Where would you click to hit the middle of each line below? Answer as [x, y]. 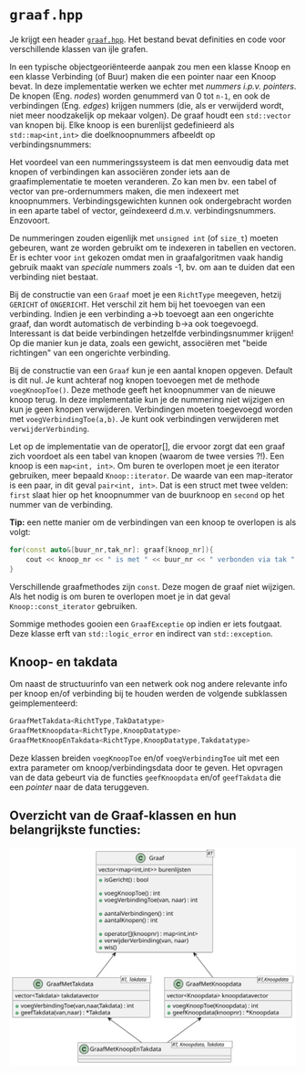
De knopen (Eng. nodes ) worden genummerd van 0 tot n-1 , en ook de [140, 96]
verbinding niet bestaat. [54, 277]
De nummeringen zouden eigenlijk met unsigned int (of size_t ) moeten [144, 237]
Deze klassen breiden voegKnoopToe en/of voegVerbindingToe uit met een [145, 758]
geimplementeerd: [44, 703]
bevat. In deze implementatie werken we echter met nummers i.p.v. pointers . [153, 86]
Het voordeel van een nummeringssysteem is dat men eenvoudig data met [149, 162]
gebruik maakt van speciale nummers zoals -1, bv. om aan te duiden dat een [152, 267]
